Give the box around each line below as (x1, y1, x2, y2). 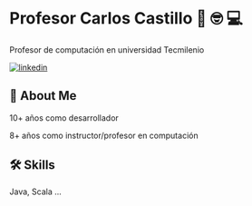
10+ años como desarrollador (9, 112, 120, 123)
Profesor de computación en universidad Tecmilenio (9, 44, 205, 55)
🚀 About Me (9, 88, 77, 103)
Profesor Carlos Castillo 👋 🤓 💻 (9, 8, 243, 29)
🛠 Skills (9, 157, 56, 173)
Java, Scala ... (9, 186, 62, 197)
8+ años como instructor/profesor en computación (9, 130, 199, 141)
